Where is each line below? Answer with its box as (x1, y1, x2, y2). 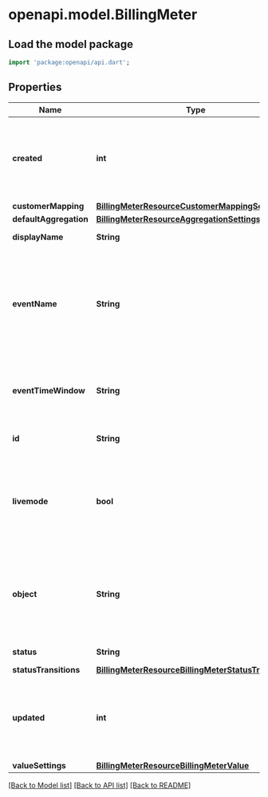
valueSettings (12, 760, 66, 771)
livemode (12, 495, 49, 507)
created (12, 152, 42, 164)
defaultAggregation (12, 213, 89, 224)
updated (12, 712, 45, 723)
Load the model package (8, 37, 134, 51)
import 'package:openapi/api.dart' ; (8, 58, 130, 66)
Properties (8, 81, 62, 94)
